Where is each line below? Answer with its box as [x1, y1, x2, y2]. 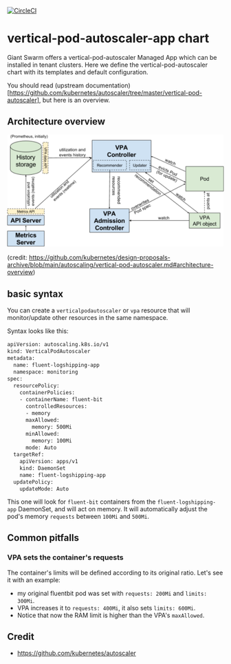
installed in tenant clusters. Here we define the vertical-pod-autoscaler [7, 61, 208, 69]
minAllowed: [25, 430, 60, 437]
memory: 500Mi [32, 423, 72, 430]
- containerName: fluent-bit [19, 396, 103, 403]
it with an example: [7, 575, 60, 584]
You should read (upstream [7, 81, 85, 89]
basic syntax [7, 288, 64, 299]
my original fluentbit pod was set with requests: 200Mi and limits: [16, 589, 208, 597]
